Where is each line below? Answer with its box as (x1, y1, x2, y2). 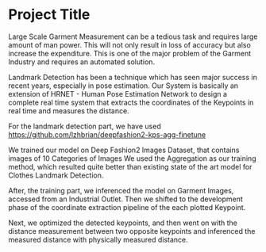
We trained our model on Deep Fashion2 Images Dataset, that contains (8, 145, 240, 155)
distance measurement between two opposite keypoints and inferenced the (8, 226, 256, 235)
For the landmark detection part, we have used (8, 121, 161, 131)
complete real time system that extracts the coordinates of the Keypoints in (8, 97, 254, 107)
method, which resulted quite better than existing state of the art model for (8, 162, 253, 171)
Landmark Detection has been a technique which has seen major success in (8, 72, 258, 82)
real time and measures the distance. (8, 105, 129, 116)
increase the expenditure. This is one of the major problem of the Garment (8, 48, 252, 58)
